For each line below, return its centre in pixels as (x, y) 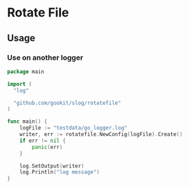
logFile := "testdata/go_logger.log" (74, 128)
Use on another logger (45, 58)
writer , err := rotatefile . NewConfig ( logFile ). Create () (101, 134)
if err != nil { (43, 141)
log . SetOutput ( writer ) (52, 166)
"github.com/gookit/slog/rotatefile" (67, 103)
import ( (20, 84)
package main (26, 71)
